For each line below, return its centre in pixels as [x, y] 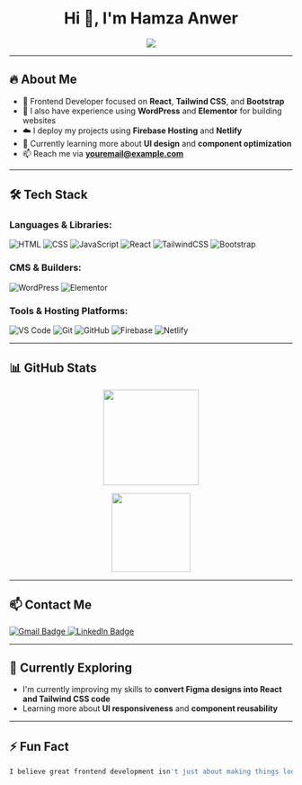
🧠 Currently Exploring [71, 668]
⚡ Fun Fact [39, 746]
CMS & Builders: [46, 267]
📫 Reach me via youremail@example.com [103, 153]
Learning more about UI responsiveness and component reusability [150, 708]
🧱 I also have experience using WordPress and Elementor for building [152, 111]
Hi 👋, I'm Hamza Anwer [151, 18]
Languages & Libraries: [61, 225]
